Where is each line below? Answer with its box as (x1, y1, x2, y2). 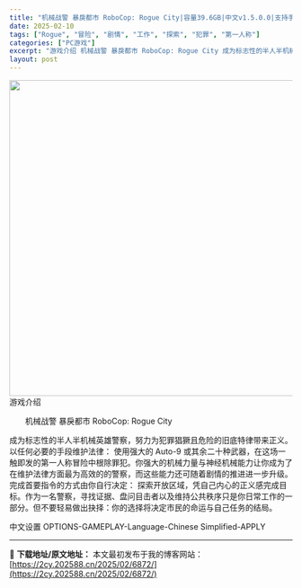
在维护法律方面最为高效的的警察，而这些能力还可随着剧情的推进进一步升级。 (9, 468, 293, 479)
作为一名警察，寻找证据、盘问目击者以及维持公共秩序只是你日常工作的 (24, 491, 285, 502)
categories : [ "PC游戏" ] (9, 38, 96, 48)
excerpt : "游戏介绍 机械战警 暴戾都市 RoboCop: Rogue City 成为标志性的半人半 (9, 47, 283, 56)
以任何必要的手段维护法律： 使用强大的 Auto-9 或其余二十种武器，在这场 (9, 446, 279, 457)
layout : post (9, 55, 58, 64)
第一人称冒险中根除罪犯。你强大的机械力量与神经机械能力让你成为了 (40, 458, 293, 468)
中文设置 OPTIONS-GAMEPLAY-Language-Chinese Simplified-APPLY (9, 521, 266, 531)
